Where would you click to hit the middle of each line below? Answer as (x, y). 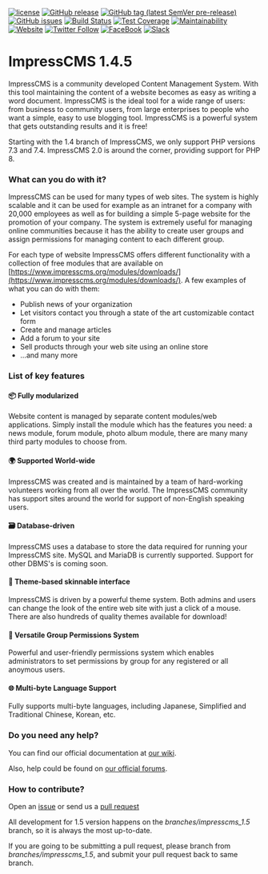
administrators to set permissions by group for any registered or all (118, 661)
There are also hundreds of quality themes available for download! (118, 617)
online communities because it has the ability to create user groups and (126, 231)
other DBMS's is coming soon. (58, 563)
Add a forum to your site (60, 338)
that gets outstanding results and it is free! (78, 126)
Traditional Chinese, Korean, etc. (62, 715)
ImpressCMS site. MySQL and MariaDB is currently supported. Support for (131, 555)
